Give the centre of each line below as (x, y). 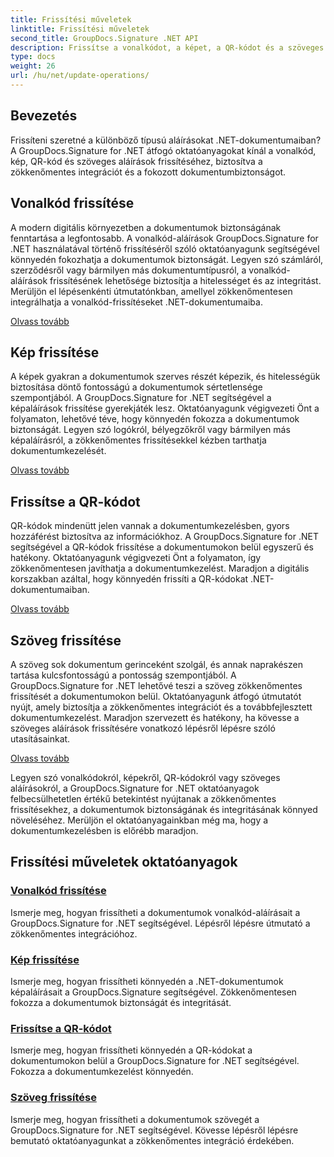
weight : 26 (33, 66)
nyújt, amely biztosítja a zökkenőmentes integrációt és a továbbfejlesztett (161, 707)
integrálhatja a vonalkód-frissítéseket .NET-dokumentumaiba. (136, 302)
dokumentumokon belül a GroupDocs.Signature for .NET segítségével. (155, 1061)
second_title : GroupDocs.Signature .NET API (104, 38)
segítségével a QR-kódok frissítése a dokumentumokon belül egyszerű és (162, 547)
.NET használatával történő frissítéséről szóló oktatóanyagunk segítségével (165, 248)
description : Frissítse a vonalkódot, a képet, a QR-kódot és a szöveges (167, 47)
